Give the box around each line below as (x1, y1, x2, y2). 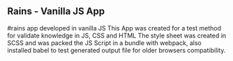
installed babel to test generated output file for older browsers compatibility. (7, 46, 226, 54)
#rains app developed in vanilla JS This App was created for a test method (7, 24, 222, 32)
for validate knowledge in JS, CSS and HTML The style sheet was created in (7, 31, 227, 40)
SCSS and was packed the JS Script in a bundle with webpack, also (7, 38, 202, 47)
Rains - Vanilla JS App (7, 6, 105, 17)
